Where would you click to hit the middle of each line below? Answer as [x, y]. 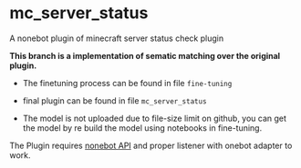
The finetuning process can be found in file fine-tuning [127, 83]
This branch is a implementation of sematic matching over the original [145, 55]
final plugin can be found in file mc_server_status [114, 100]
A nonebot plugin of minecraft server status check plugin [117, 38]
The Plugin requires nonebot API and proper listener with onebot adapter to [151, 145]
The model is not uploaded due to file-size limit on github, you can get [155, 118]
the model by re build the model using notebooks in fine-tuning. [142, 128]
